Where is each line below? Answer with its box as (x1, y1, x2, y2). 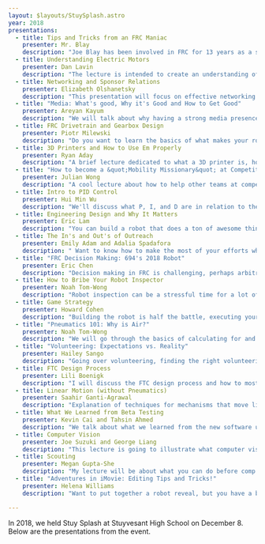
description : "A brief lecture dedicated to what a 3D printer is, (22, 159, 248, 167)
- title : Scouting (15, 452, 77, 461)
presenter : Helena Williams (22, 482, 114, 490)
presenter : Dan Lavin (22, 63, 93, 71)
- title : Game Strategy (15, 298, 93, 306)
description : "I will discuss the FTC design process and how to (22, 379, 242, 387)
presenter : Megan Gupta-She (22, 460, 114, 468)
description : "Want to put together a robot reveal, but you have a (22, 489, 252, 497)
